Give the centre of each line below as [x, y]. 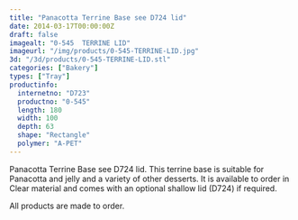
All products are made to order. [67, 206]
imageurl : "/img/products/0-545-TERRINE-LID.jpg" [104, 51]
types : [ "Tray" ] [40, 77]
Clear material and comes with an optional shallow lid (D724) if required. [143, 188]
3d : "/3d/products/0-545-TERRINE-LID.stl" [90, 60]
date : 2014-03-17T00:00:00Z [62, 26]
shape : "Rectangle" [54, 135]
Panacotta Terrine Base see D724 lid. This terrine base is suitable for [137, 169]
